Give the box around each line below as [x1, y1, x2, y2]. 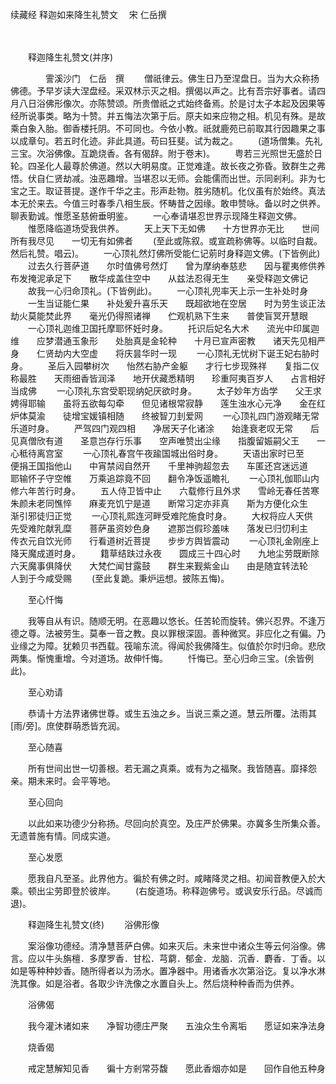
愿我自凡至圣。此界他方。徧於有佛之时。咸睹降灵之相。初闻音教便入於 [27, 873, 317, 884]
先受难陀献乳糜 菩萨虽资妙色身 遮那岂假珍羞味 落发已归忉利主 [10, 523, 308, 534]
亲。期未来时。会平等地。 [10, 775, 116, 787]
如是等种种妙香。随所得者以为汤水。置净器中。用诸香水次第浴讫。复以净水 [10, 965, 317, 977]
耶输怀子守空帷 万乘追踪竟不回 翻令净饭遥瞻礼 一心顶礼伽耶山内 [10, 473, 320, 484]
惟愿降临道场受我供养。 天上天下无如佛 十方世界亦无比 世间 [27, 223, 320, 234]
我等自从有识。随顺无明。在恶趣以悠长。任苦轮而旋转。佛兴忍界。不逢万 [27, 615, 326, 627]
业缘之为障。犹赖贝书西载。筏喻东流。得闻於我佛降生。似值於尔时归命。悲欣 [10, 640, 326, 652]
